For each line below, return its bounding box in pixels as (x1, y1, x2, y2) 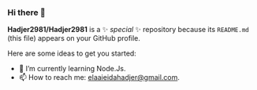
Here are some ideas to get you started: (7, 49, 137, 58)
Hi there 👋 (7, 7, 47, 18)
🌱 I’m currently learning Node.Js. (18, 64, 126, 74)
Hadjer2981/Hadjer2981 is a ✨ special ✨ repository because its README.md (7, 25, 249, 34)
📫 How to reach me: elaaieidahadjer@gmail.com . (18, 73, 181, 82)
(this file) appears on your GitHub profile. (7, 34, 141, 43)
